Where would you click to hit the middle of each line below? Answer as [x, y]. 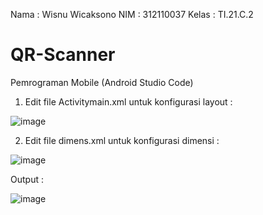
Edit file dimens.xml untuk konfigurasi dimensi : [122, 140]
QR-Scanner [63, 55]
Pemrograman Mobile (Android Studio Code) [102, 82]
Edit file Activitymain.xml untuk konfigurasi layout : [128, 101]
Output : [27, 179]
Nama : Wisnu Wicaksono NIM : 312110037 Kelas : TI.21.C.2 [132, 14]
